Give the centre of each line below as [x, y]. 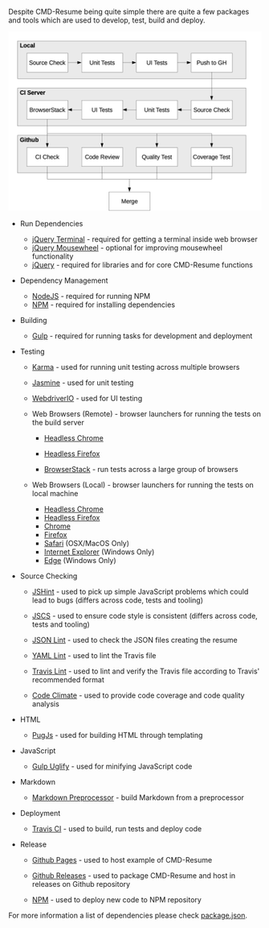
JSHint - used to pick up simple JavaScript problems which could [140, 592]
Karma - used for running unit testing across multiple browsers [136, 367]
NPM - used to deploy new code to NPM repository [117, 900]
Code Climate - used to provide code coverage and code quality [138, 695]
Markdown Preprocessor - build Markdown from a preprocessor [138, 797]
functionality [53, 256]
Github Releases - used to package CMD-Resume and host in [134, 876]
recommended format [68, 680]
